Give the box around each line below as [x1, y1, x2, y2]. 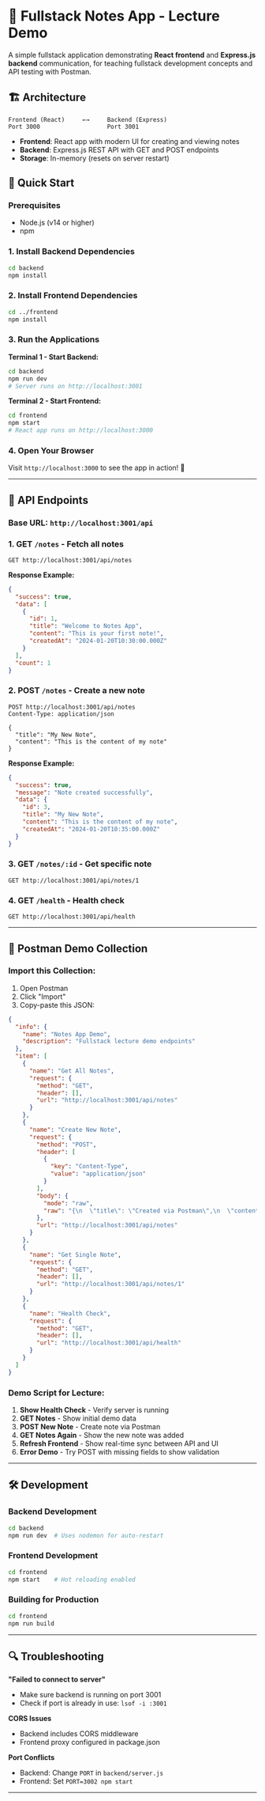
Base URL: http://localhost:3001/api [8, 517, 154, 528]
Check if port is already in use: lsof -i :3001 [19, 1698, 167, 1708]
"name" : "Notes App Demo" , [22, 1030, 111, 1039]
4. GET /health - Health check [8, 895, 125, 906]
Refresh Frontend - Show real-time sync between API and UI [19, 1439, 219, 1448]
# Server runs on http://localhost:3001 [8, 382, 144, 390]
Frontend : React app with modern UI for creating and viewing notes [19, 136, 240, 146]
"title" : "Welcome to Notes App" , [28, 622, 144, 630]
